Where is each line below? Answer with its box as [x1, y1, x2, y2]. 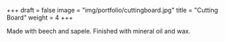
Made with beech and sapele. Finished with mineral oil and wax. [6, 27, 191, 35]
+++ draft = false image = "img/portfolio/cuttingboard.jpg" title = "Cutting [6, 6, 218, 14]
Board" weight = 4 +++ [6, 13, 73, 22]
